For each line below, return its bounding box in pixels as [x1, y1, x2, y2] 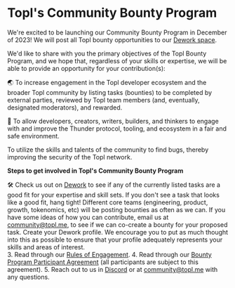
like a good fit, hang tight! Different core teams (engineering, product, [7, 198, 208, 207]
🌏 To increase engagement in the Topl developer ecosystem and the [7, 78, 207, 86]
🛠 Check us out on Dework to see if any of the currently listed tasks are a [7, 181, 221, 189]
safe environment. [7, 131, 60, 140]
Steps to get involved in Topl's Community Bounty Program [7, 166, 184, 175]
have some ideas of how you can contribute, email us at [7, 213, 169, 221]
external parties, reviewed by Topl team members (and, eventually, [7, 96, 200, 104]
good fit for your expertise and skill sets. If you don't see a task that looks [7, 190, 220, 199]
